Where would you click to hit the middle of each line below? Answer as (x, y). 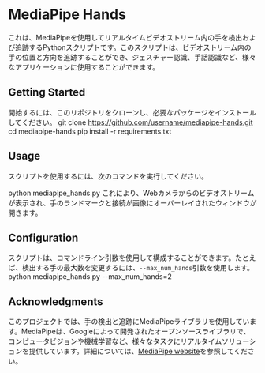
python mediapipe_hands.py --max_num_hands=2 (90, 277)
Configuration (43, 237)
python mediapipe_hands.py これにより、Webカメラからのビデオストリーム (131, 193)
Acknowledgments (56, 301)
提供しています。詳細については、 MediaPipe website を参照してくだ (138, 351)
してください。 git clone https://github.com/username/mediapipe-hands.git (131, 122)
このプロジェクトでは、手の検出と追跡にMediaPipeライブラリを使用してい (129, 322)
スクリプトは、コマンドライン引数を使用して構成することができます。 (122, 258)
